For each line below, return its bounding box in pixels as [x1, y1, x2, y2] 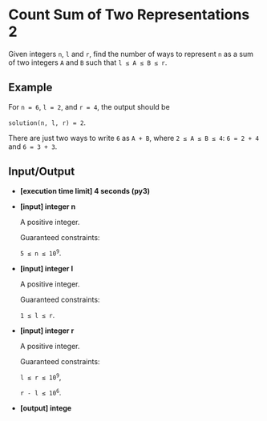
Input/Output [8, 165, 75, 178]
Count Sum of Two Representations [8, 6, 250, 24]
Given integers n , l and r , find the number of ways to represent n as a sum [8, 49, 254, 58]
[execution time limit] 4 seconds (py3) [19, 186, 151, 195]
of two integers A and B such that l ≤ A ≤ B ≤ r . [8, 58, 168, 67]
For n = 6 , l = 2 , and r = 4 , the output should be [8, 102, 170, 111]
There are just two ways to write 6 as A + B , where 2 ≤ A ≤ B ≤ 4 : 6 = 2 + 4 [8, 133, 260, 142]
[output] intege [19, 403, 72, 413]
